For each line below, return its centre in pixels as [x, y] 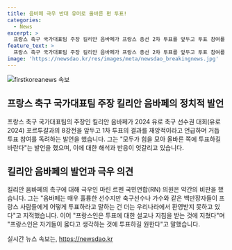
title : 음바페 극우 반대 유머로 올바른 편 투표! [67, 14]
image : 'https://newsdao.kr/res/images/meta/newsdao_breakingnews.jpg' [113, 59]
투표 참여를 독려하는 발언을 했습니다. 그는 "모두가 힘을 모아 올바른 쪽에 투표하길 [114, 139]
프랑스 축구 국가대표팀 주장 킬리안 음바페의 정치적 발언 [116, 104]
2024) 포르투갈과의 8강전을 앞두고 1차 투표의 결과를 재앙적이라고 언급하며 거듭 [114, 130]
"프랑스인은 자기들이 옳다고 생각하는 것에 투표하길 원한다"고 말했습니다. [103, 224]
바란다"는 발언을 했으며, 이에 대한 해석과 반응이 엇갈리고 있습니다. [96, 147]
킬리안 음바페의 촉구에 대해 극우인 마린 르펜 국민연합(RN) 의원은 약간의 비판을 [112, 190]
